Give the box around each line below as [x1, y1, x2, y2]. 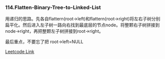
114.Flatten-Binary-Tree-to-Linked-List [5, 4, 101, 11]
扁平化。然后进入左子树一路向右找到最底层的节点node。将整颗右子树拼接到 [5, 22, 160, 28]
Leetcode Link [5, 49, 35, 55]
